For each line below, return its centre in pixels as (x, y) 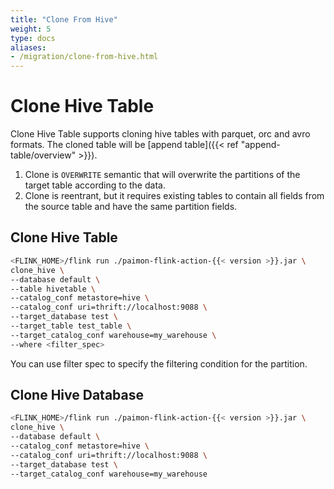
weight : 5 (31, 29)
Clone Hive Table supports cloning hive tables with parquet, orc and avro (160, 134)
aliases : (28, 47)
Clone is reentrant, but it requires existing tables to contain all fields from (174, 196)
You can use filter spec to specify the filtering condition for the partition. (159, 363)
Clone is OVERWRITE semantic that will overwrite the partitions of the (162, 175)
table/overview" (43, 155)
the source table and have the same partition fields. (131, 207)
